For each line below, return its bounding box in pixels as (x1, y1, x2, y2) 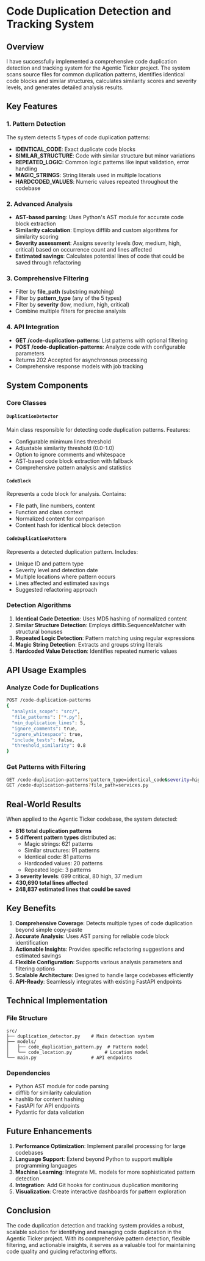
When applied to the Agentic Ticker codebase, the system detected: (6, 815, 178, 823)
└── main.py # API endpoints (6, 1055, 132, 1061)
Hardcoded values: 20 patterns (24, 860, 103, 867)
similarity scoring (15, 233, 59, 240)
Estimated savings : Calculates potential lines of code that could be (15, 252, 185, 260)
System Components (6, 380, 88, 390)
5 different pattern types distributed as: (15, 834, 117, 841)
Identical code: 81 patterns (24, 853, 92, 860)
